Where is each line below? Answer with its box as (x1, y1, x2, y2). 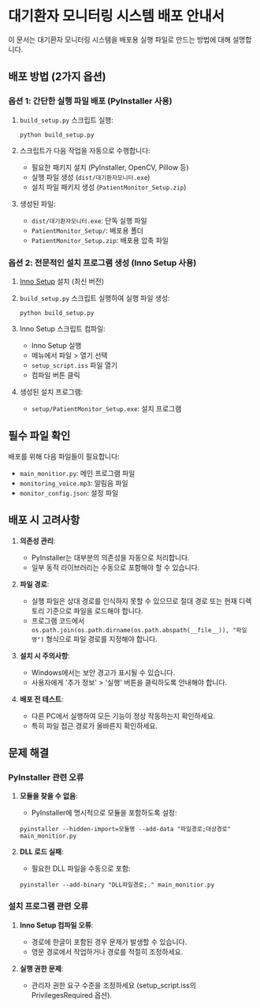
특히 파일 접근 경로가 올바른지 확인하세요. (31, 721, 158, 730)
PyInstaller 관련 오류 (8, 771, 84, 782)
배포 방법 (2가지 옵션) (8, 70, 106, 84)
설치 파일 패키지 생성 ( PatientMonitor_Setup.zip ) (31, 182, 187, 192)
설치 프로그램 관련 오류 (8, 901, 89, 912)
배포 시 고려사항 (8, 514, 80, 527)
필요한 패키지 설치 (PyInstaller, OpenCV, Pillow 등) (31, 163, 189, 172)
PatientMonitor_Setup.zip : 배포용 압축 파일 (31, 235, 169, 245)
